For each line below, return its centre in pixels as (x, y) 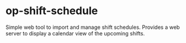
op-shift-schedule (52, 11)
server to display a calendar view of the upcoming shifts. (75, 33)
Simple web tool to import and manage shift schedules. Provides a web (93, 27)
